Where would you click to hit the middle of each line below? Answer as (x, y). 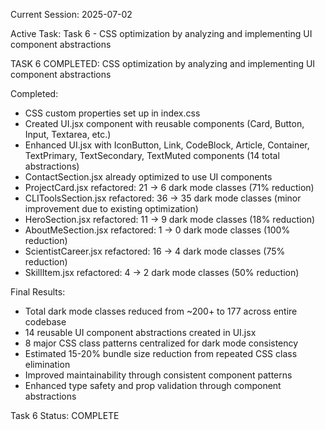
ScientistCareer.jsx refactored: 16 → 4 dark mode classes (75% (155, 251)
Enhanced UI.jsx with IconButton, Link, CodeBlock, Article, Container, (167, 145)
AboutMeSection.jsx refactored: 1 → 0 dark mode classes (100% (157, 230)
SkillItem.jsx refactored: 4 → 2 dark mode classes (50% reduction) (162, 272)
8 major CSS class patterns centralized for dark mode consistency (161, 343)
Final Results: (38, 292)
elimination (47, 364)
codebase (45, 322)
